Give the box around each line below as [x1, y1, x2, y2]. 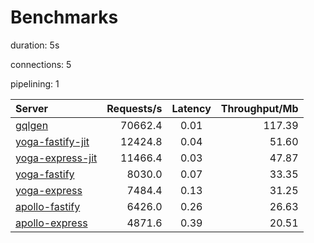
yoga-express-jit [15, 151, 98, 165]
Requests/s [106, 101, 163, 115]
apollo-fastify [15, 199, 81, 213]
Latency [171, 101, 212, 115]
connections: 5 [10, 58, 72, 70]
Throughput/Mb [220, 101, 299, 115]
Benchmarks [10, 6, 119, 29]
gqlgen [15, 118, 49, 132]
